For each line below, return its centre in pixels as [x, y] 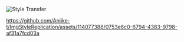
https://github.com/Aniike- [38, 20]
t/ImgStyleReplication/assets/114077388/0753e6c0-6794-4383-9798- [92, 27]
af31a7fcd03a [23, 33]
